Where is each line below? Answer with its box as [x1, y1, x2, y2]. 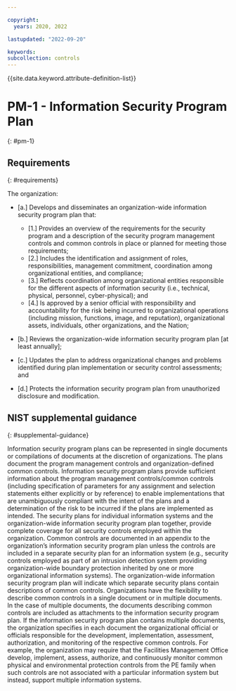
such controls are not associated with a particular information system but [7, 668, 219, 676]
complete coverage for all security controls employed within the [7, 526, 192, 534]
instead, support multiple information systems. [7, 676, 142, 684]
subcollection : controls [7, 55, 80, 62]
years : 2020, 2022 [13, 22, 68, 30]
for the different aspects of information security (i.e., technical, [27, 284, 210, 292]
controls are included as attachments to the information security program [7, 608, 219, 617]
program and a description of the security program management [27, 231, 215, 239]
